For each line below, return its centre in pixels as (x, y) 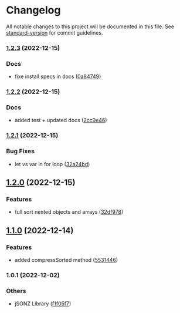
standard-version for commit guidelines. (55, 32)
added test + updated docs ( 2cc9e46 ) (61, 120)
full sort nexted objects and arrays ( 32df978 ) (69, 212)
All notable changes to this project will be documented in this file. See (90, 26)
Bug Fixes (21, 152)
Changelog (33, 10)
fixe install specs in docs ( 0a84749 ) (58, 76)
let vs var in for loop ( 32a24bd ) (52, 164)
